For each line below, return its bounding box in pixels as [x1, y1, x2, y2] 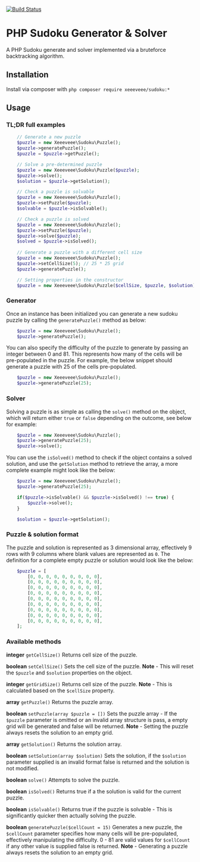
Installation [6, 70, 49, 80]
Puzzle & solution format [6, 530, 79, 539]
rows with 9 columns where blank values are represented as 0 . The [6, 550, 171, 557]
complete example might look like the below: [6, 466, 115, 474]
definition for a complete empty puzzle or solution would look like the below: [6, 556, 193, 564]
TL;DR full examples [6, 121, 65, 129]
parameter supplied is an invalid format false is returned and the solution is [6, 758, 190, 765]
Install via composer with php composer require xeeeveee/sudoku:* [6, 85, 170, 92]
